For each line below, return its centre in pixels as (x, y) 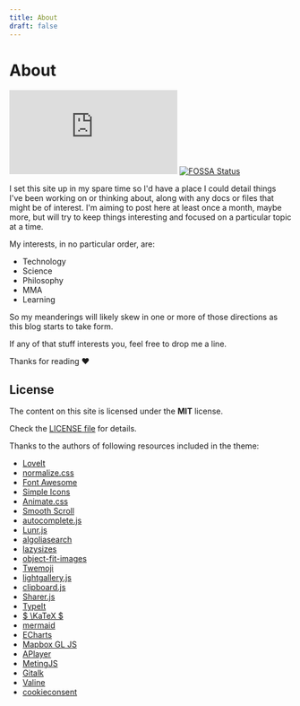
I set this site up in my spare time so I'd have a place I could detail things (143, 188)
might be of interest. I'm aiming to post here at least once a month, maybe (146, 208)
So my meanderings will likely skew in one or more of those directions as (144, 317)
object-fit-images (55, 559)
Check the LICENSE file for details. (73, 429)
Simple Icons (46, 492)
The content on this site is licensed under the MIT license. (116, 411)
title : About (34, 17)
